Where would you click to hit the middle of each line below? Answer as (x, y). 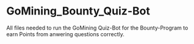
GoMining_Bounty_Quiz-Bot (78, 11)
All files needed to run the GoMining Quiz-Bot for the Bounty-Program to (97, 28)
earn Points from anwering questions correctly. (66, 34)
